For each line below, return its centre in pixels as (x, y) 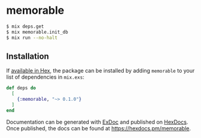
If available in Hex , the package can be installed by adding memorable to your (100, 71)
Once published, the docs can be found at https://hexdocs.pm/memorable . (99, 128)
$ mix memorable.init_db (37, 32)
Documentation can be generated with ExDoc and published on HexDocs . (97, 122)
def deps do (21, 88)
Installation (28, 56)
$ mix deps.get (25, 26)
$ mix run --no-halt (32, 37)
